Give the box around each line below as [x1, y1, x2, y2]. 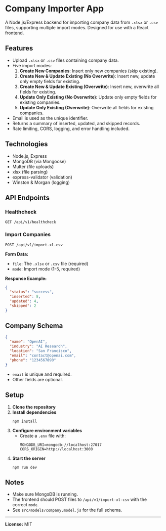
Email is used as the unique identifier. [12, 115, 88, 121]
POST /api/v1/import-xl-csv [5, 242, 63, 247]
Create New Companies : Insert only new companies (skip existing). [19, 68, 158, 74]
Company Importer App [5, 3, 104, 14]
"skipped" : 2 [9, 304, 37, 309]
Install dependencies [12, 409, 57, 415]
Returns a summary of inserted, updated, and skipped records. [12, 120, 141, 126]
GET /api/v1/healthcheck [5, 220, 56, 225]
